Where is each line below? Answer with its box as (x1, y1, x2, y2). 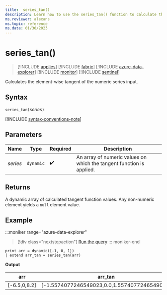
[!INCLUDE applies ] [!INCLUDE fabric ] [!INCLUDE (17, 64, 118, 70)
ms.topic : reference (5, 21, 48, 26)
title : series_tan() (5, 7, 50, 12)
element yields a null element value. (5, 201, 81, 207)
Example (5, 216, 33, 224)
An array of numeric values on (76, 153, 147, 160)
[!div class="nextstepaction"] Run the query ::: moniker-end (17, 239, 140, 245)
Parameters (5, 131, 42, 139)
